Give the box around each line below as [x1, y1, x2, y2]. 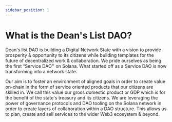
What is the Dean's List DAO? [5, 29, 132, 41]
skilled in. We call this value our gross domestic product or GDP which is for [5, 89, 166, 95]
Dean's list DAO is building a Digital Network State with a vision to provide [5, 47, 162, 53]
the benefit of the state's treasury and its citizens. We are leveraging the [5, 94, 158, 100]
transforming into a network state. [5, 68, 78, 74]
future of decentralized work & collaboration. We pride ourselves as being [5, 57, 162, 64]
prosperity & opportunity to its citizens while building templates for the [5, 52, 154, 58]
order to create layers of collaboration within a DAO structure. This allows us [5, 106, 167, 112]
